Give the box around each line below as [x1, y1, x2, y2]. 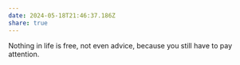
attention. [8, 49, 40, 59]
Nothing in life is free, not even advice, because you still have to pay [8, 40, 233, 50]
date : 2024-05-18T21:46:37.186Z [8, 11, 116, 20]
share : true [8, 19, 48, 27]
